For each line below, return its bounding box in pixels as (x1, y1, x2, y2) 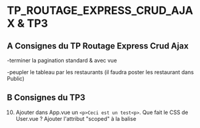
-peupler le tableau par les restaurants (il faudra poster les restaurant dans (7, 69, 194, 76)
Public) (7, 75, 25, 82)
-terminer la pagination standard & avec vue (7, 57, 117, 64)
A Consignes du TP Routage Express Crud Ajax (7, 41, 189, 51)
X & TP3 (7, 16, 48, 30)
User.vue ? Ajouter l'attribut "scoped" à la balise (15, 115, 136, 122)
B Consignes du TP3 (7, 92, 86, 103)
